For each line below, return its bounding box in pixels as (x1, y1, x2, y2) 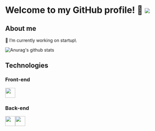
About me (5, 24, 36, 33)
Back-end (5, 104, 29, 111)
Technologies (5, 62, 49, 70)
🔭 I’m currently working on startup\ (5, 37, 77, 43)
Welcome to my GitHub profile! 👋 (5, 4, 143, 16)
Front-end (5, 76, 30, 83)
